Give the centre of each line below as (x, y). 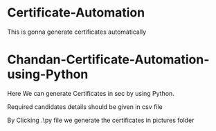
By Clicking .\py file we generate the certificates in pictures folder (101, 120)
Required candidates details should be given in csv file (85, 107)
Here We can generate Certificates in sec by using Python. (91, 93)
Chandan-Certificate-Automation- (108, 60)
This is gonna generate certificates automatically (77, 32)
